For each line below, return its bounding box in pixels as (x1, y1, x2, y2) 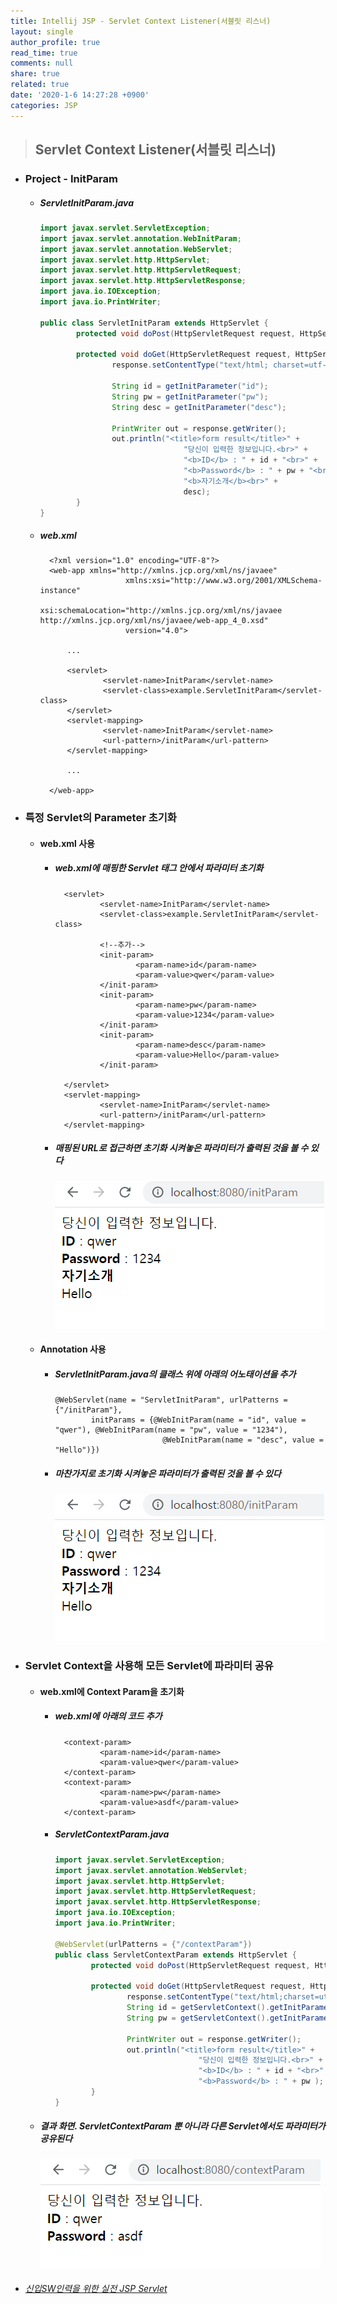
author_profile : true (10, 37, 101, 47)
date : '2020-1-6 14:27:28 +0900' (10, 90, 150, 100)
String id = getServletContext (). (126, 2003, 271, 2013)
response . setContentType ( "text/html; (111, 360, 269, 370)
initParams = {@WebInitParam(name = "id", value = (90, 1415, 307, 1425)
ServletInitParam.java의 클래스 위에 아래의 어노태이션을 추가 (54, 1368, 297, 1380)
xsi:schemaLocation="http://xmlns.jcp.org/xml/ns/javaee (39, 606, 283, 616)
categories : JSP (10, 100, 78, 110)
